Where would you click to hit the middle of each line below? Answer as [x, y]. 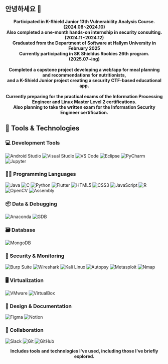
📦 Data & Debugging [31, 204]
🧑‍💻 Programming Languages [41, 174]
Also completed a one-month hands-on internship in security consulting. [84, 32]
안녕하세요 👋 [23, 9]
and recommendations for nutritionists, [84, 75]
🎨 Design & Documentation [38, 306]
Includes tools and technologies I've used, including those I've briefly [84, 351]
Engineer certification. [84, 112]
